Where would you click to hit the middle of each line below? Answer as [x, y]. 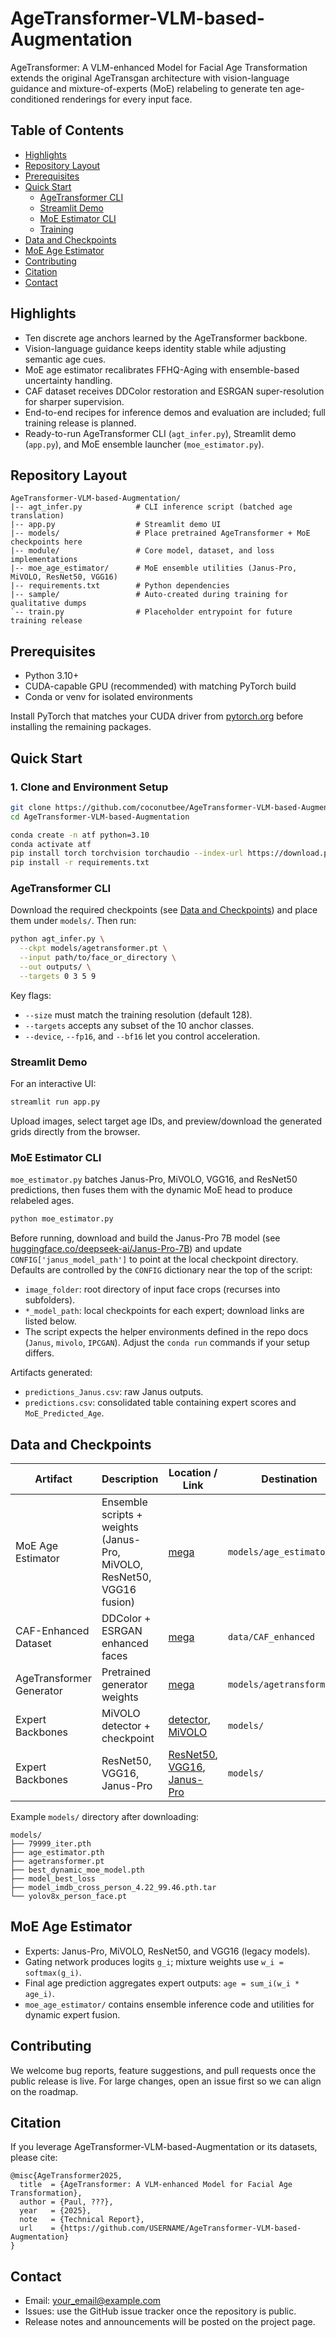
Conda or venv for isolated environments [108, 697]
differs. [39, 1353]
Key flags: [31, 995]
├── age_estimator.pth [57, 1852]
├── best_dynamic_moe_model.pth [77, 1870]
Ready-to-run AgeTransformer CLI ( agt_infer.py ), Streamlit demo [160, 433]
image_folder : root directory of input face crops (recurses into [152, 1289]
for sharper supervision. [74, 401]
